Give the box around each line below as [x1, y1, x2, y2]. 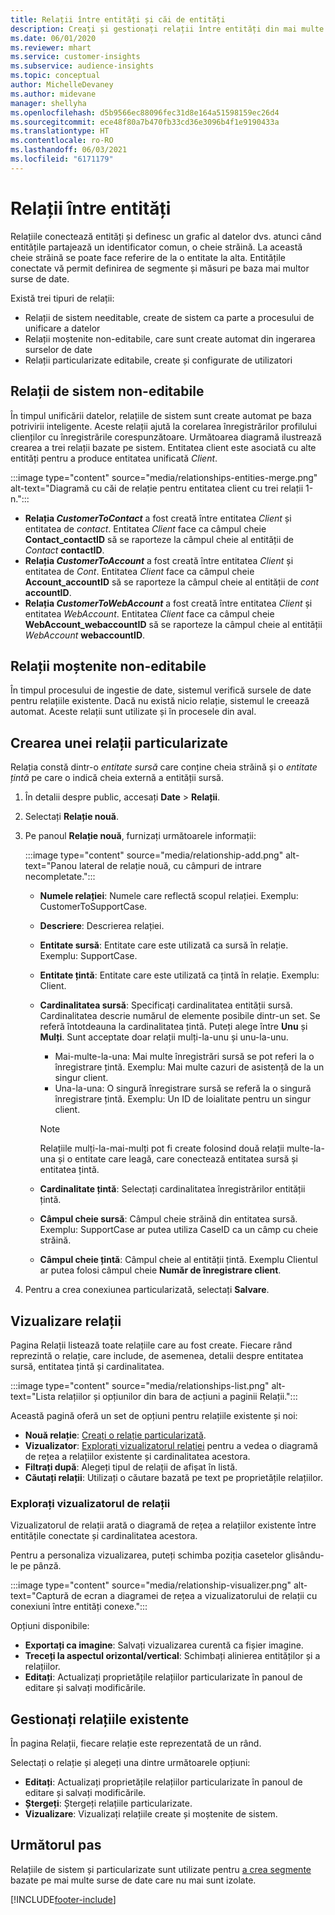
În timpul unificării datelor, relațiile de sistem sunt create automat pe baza [10, 409, 312, 421]
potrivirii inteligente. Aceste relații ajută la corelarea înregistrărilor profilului [10, 420, 318, 432]
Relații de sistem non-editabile [10, 383, 205, 400]
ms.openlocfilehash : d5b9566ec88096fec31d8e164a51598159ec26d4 [10, 107, 280, 118]
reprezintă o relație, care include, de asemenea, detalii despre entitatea [10, 1349, 304, 1361]
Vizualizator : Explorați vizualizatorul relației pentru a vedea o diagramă [24, 1439, 318, 1451]
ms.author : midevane [10, 89, 97, 99]
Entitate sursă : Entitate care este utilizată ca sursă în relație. [39, 939, 289, 951]
